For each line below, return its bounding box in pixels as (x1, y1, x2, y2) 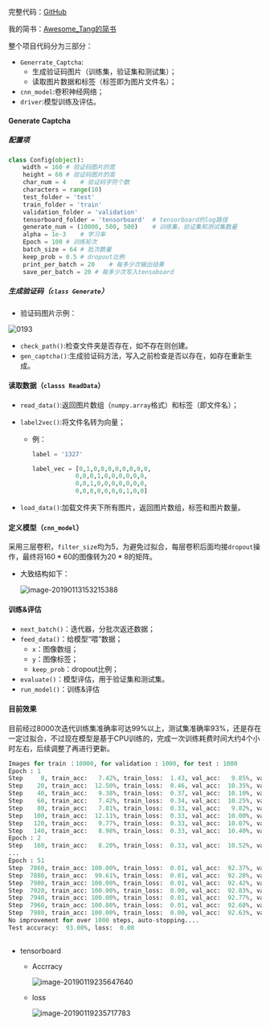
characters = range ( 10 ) (22, 186, 103, 194)
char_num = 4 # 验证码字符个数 (22, 178, 130, 186)
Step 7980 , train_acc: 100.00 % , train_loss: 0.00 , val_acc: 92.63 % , (8, 909, 253, 918)
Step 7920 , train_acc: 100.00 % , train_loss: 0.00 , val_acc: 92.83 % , (8, 886, 253, 894)
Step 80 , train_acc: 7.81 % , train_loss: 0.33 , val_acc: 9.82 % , (8, 804, 253, 812)
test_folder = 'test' (22, 193, 95, 201)
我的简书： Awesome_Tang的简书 (8, 24, 117, 34)
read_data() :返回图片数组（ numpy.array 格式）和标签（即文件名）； (19, 400, 239, 410)
